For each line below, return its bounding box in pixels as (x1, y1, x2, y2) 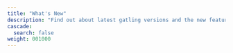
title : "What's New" (7, 10, 67, 17)
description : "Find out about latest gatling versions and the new (7, 17, 207, 23)
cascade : (7, 23, 33, 30)
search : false (13, 29, 54, 36)
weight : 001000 (7, 36, 51, 43)
